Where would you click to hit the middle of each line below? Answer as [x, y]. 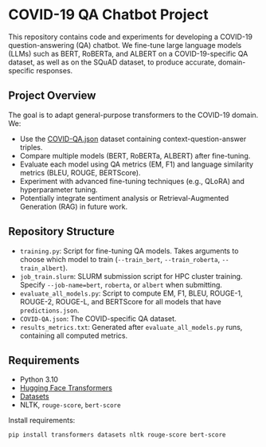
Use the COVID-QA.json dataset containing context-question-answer [133, 139]
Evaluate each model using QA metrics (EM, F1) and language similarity [136, 164]
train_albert [41, 269]
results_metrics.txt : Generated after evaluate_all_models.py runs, [131, 327]
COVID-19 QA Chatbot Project [108, 15]
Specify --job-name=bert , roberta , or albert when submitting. [121, 284]
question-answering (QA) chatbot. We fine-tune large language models [125, 45]
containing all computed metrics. [74, 335]
